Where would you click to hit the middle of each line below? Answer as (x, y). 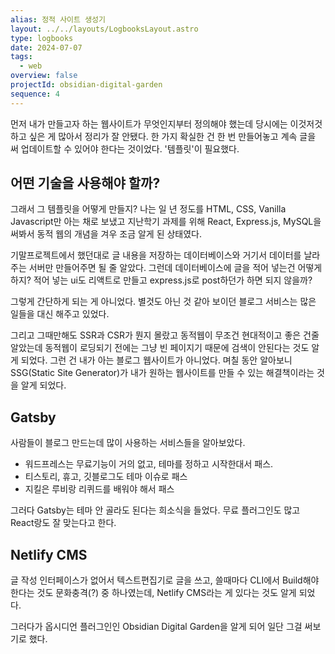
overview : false (44, 76)
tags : (21, 57)
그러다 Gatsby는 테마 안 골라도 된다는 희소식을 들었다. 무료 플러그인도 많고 (155, 510)
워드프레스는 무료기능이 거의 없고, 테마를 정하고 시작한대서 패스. (149, 464)
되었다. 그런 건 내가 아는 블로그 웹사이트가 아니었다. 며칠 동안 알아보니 (156, 360)
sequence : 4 (35, 94)
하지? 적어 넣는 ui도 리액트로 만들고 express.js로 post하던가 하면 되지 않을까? (161, 280)
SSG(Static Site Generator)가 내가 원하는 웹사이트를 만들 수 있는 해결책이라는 (162, 373)
